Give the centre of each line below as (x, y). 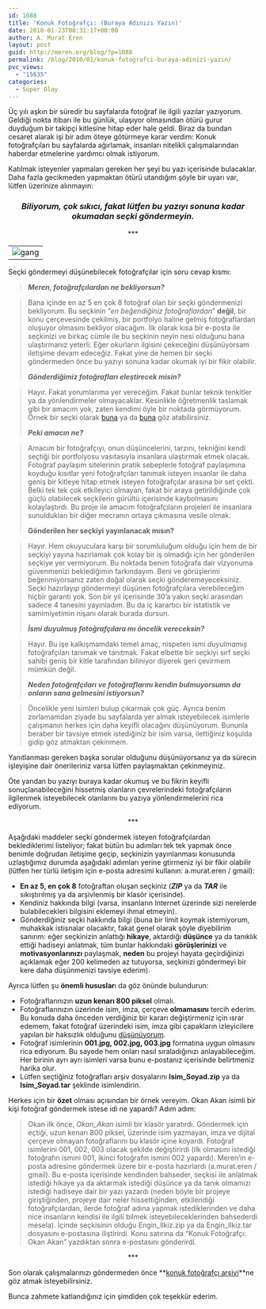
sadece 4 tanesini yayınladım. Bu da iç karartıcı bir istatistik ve (129, 605)
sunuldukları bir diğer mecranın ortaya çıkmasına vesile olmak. (129, 515)
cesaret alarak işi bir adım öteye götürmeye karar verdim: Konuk (112, 137)
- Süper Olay (37, 89)
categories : (28, 82)
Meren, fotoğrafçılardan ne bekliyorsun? (96, 287)
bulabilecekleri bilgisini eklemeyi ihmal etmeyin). (98, 911)
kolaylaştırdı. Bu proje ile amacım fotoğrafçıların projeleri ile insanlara (139, 507)
